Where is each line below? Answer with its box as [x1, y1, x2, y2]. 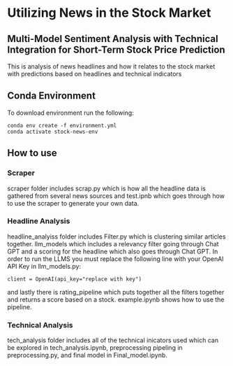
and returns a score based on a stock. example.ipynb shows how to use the [7, 295, 225, 304]
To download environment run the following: [7, 108, 134, 117]
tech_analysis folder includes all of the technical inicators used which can [7, 336, 218, 344]
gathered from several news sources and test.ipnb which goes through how [7, 191, 225, 200]
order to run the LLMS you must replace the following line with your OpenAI [7, 254, 225, 263]
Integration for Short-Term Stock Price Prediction [7, 43, 225, 55]
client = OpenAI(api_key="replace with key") [7, 275, 142, 283]
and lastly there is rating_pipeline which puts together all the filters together [7, 288, 225, 296]
